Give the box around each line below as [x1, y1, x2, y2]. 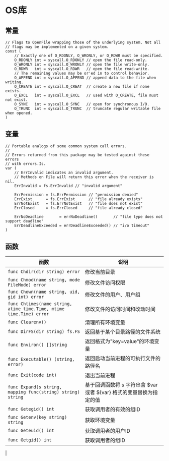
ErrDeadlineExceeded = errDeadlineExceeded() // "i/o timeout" [14, 223, 150, 228]
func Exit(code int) [8, 372, 57, 378]
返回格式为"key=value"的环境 [84, 337, 154, 344]
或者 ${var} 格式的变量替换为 [84, 389, 153, 396]
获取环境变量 [84, 417, 116, 424]
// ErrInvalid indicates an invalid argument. [14, 170, 114, 175]
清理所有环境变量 [84, 319, 126, 326]
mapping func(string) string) [8, 389, 80, 395]
